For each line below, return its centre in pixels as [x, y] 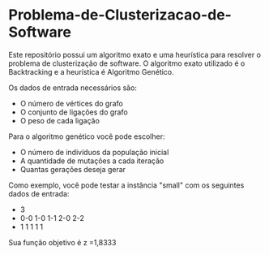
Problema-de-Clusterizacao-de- [120, 15]
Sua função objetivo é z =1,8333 [62, 242]
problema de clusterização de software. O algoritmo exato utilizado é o [127, 63]
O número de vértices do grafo [71, 103]
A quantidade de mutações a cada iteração [92, 161]
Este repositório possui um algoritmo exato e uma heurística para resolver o [135, 54]
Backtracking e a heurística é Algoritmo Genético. [91, 71]
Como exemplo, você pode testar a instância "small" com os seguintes [126, 185]
